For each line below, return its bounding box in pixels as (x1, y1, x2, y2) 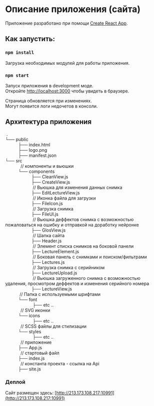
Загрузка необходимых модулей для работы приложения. (5, 60, 130, 66)
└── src (5, 157, 22, 164)
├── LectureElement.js (31, 248, 79, 254)
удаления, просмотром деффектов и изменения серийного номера (5, 280, 149, 286)
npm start (5, 72, 29, 78)
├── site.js (18, 366, 41, 372)
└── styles (18, 328, 41, 335)
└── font (18, 296, 37, 302)
